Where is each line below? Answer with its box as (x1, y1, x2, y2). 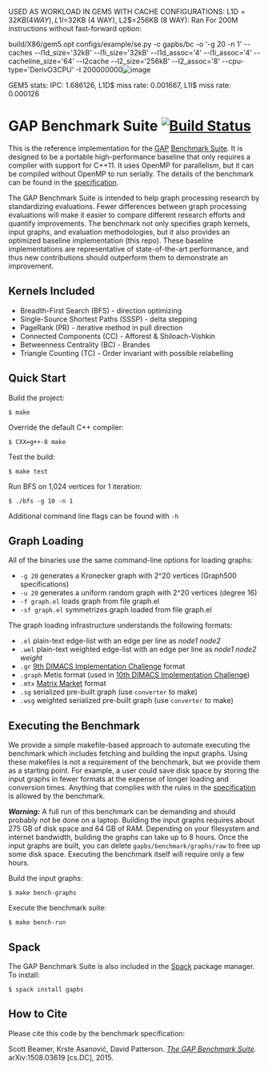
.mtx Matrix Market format (19, 679, 106, 688)
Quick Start (8, 372, 66, 386)
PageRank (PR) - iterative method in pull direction (19, 322, 183, 332)
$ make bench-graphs (8, 889, 78, 897)
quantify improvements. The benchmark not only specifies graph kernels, (8, 218, 250, 228)
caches (8, 48, 33, 57)
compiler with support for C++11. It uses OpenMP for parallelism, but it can (8, 160, 254, 170)
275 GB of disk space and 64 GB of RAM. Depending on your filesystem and (8, 824, 260, 834)
